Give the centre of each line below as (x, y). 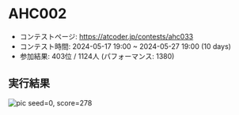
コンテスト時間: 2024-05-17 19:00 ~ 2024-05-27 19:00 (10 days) (125, 46)
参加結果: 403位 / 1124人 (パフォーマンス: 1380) (97, 56)
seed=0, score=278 (60, 102)
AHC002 (38, 14)
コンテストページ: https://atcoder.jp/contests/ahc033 (106, 36)
